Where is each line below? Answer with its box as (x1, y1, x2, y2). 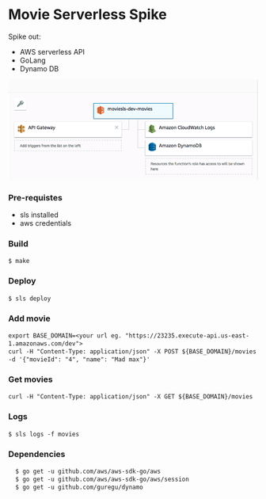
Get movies (8, 374, 53, 385)
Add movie (8, 313, 51, 324)
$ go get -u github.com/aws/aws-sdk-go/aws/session (15, 475, 190, 483)
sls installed (19, 210, 59, 219)
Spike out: (8, 32, 41, 41)
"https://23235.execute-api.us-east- (125, 332, 249, 340)
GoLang (19, 55, 46, 65)
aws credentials (19, 219, 72, 228)
